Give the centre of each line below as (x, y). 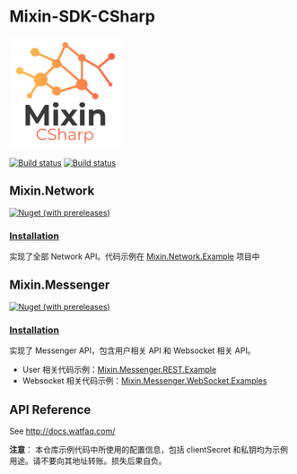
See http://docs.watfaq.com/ (62, 431)
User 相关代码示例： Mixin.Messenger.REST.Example (119, 370)
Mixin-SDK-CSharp (82, 17)
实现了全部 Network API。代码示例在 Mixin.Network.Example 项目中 (135, 256)
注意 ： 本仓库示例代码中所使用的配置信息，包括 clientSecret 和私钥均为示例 (149, 449)
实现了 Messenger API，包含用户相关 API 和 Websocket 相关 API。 (132, 350)
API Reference (50, 409)
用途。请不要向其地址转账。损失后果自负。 (88, 461)
